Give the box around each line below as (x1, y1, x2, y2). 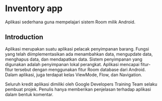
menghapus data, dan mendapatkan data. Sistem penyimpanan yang (5, 56, 143, 62)
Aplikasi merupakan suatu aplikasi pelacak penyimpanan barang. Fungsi (5, 46, 149, 51)
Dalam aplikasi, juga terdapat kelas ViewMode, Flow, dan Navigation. (5, 71, 142, 78)
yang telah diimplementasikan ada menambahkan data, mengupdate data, (5, 51, 153, 57)
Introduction (5, 33, 44, 41)
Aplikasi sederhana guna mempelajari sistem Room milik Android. (5, 19, 136, 25)
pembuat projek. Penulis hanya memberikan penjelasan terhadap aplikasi (5, 86, 151, 92)
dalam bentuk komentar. (5, 91, 53, 97)
